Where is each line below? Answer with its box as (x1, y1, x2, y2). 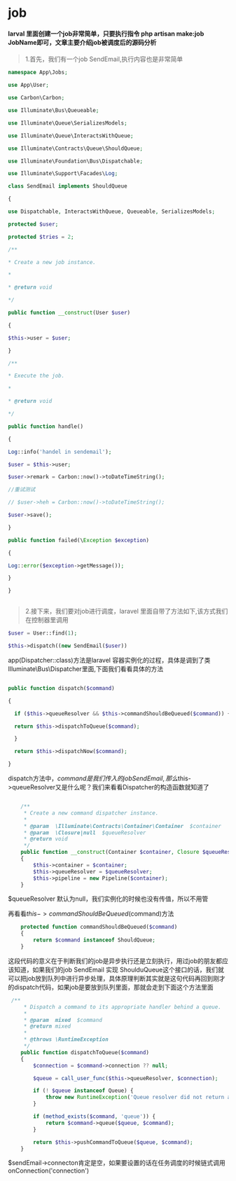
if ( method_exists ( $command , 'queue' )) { (33, 1113, 156, 1120)
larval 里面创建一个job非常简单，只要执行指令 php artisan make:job (8, 29, 204, 38)
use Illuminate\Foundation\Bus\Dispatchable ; (8, 158, 143, 165)
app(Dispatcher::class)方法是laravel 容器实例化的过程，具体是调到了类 (8, 656, 211, 664)
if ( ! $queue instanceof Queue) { (33, 1087, 134, 1094)
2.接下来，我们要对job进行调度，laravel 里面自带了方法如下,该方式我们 (25, 607, 228, 616)
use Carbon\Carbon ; (8, 95, 65, 102)
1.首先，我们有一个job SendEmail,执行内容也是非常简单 (25, 55, 183, 64)
